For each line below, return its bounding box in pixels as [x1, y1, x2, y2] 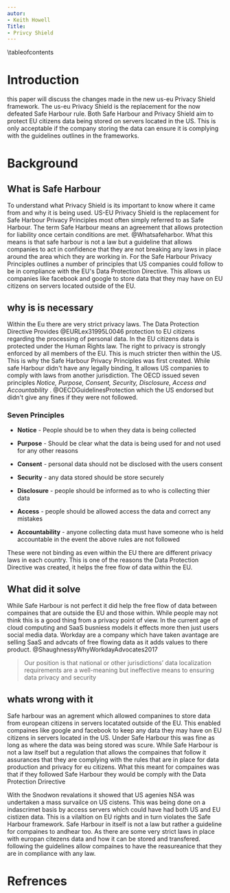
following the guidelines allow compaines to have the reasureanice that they [7, 841, 222, 850]
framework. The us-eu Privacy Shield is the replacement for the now [7, 103, 201, 111]
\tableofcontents [7, 48, 54, 56]
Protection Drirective [7, 777, 66, 786]
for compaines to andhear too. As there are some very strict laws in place [7, 827, 215, 835]
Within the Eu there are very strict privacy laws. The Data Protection [7, 320, 199, 328]
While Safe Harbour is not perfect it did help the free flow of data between [7, 602, 218, 610]
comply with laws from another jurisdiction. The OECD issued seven [7, 371, 200, 379]
